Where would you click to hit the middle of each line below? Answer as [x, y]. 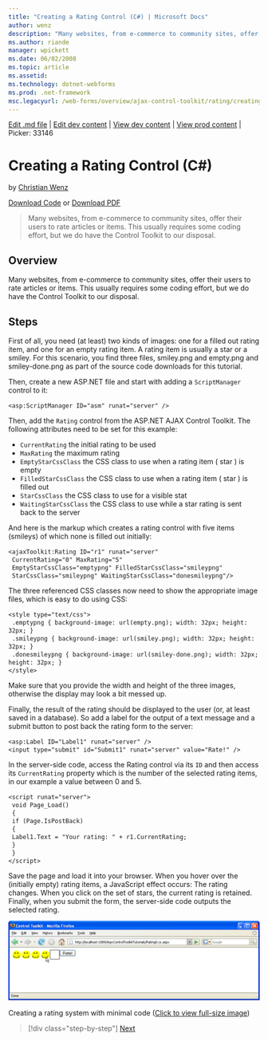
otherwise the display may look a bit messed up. [88, 693]
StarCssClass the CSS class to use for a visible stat [103, 495]
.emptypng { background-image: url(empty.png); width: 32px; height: [130, 622]
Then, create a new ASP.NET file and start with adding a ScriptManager [125, 381]
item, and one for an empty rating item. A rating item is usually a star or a [128, 349]
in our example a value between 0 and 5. [75, 781]
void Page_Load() [40, 805]
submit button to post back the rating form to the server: [101, 726]
